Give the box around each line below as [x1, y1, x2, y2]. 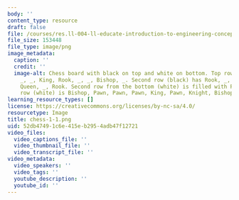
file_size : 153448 [7, 37, 62, 44]
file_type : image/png [7, 43, 72, 50]
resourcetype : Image [7, 109, 69, 116]
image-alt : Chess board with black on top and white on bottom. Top [14, 70, 221, 77]
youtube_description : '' [14, 175, 87, 182]
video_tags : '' [14, 168, 59, 176]
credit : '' [14, 63, 46, 70]
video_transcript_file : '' [14, 149, 94, 156]
